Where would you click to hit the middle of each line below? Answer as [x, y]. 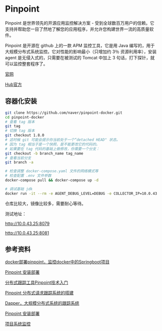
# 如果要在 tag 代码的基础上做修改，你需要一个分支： [52, 149]
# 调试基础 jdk [19, 189]
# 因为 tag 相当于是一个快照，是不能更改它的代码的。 [52, 144]
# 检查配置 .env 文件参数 [28, 176]
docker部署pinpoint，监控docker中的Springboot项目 [57, 262]
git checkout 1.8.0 [25, 135]
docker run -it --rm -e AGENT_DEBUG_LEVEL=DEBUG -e [58, 193]
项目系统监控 [18, 324]
